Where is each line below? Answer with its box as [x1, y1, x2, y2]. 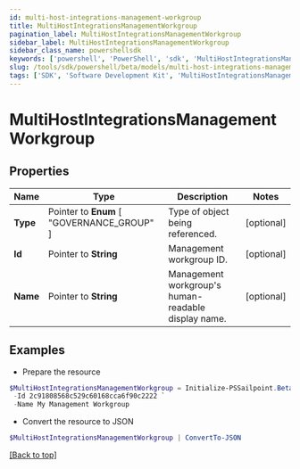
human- [168, 290, 204, 302]
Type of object [168, 205, 229, 218]
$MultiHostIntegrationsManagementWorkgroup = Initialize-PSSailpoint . [9, 383, 278, 392]
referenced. [168, 227, 217, 240]
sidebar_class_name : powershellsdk [9, 46, 142, 55]
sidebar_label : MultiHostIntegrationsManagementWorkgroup [9, 37, 229, 47]
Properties [9, 164, 70, 179]
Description [177, 190, 229, 202]
